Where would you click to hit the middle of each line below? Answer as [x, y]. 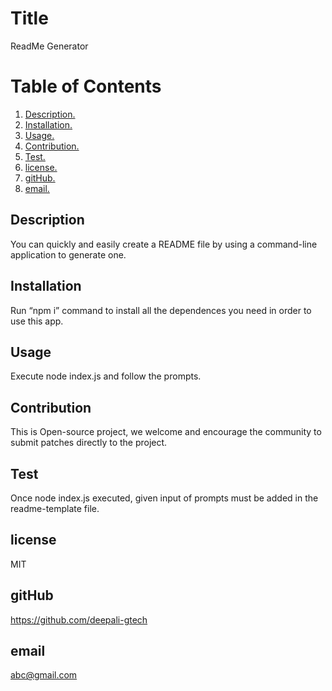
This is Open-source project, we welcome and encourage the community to [166, 432]
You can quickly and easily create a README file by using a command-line [164, 244]
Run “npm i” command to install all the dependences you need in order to [161, 310]
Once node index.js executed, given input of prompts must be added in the [164, 498]
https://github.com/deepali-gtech [79, 619]
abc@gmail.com [44, 675]
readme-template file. [55, 508]
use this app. [37, 321]
